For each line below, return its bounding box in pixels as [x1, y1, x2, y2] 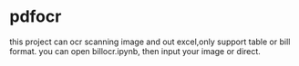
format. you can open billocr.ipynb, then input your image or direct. [9, 45, 262, 56]
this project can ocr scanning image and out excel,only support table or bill [9, 36, 291, 47]
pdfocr [9, 6, 62, 27]
